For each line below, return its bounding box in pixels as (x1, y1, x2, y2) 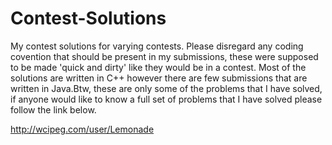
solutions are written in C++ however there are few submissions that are (10, 72, 308, 84)
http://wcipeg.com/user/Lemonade (10, 123, 155, 135)
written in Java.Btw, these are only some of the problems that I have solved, (10, 82, 323, 94)
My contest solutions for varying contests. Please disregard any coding (10, 40, 304, 52)
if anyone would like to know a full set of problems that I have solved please (10, 93, 323, 105)
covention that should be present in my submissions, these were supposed (10, 50, 319, 62)
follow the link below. (10, 103, 97, 116)
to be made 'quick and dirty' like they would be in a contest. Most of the (10, 61, 307, 73)
